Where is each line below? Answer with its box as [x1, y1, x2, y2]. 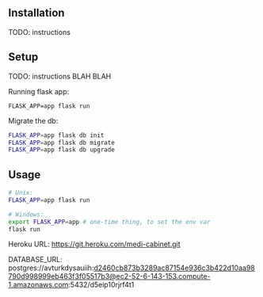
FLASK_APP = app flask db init [8, 131, 105, 139]
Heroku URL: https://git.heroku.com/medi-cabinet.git [8, 239, 181, 249]
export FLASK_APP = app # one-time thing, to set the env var [8, 218, 212, 226]
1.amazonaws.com [8, 280, 69, 290]
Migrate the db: [8, 116, 59, 125]
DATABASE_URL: [8, 255, 63, 265]
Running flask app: [8, 86, 70, 96]
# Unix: [8, 189, 34, 197]
